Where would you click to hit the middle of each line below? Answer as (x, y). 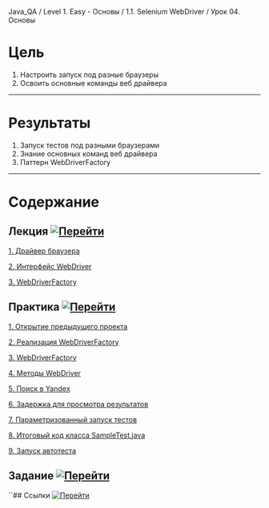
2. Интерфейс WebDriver (50, 266)
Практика (34, 307)
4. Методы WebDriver (45, 373)
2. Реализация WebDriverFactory (64, 342)
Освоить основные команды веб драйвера (93, 83)
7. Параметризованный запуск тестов (73, 419)
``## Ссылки (29, 495)
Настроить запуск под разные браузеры (89, 75)
